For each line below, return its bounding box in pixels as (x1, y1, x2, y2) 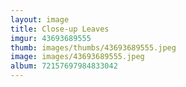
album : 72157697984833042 (10, 61, 118, 71)
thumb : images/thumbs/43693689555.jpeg (10, 42, 177, 53)
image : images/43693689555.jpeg (10, 52, 145, 62)
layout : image (10, 14, 70, 25)
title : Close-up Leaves (10, 24, 110, 34)
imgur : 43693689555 (10, 33, 92, 43)
